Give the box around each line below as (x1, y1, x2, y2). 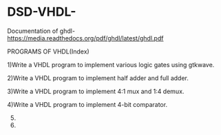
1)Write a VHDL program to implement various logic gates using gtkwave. (7, 60, 215, 69)
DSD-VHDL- (7, 4, 76, 20)
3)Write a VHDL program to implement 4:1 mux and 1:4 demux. (7, 87, 185, 95)
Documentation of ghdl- (7, 27, 76, 35)
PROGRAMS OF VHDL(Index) (7, 47, 90, 56)
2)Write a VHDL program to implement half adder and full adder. (7, 73, 189, 82)
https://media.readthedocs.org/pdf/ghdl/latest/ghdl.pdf (7, 34, 164, 42)
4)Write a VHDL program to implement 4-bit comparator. (7, 100, 167, 108)
